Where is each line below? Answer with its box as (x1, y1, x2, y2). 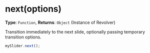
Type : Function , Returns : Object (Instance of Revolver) (5, 19, 116, 25)
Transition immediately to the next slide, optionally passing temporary (5, 29, 145, 35)
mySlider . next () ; (5, 43, 41, 48)
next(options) (5, 3, 62, 15)
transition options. (5, 34, 42, 40)
